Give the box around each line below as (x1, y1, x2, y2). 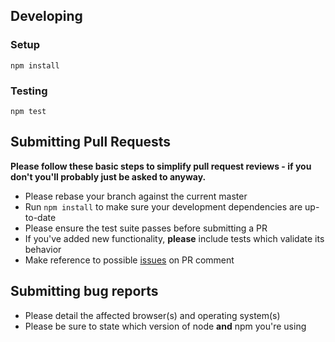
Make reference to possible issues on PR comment (24, 254, 235, 266)
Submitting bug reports (10, 283, 159, 300)
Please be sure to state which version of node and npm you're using (24, 320, 307, 332)
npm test (10, 106, 47, 116)
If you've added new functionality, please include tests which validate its (24, 232, 325, 244)
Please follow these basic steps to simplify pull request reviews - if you (10, 160, 312, 172)
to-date (24, 211, 57, 223)
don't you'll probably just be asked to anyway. (10, 170, 207, 183)
